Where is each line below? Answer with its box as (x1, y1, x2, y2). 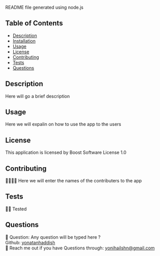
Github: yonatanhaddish (5, 239, 55, 245)
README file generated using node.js (5, 5, 84, 10)
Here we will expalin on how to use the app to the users (5, 121, 121, 127)
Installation (12, 38, 36, 44)
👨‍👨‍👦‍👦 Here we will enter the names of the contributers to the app (5, 178, 142, 184)
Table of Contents (5, 19, 63, 27)
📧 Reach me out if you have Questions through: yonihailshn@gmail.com (5, 245, 155, 251)
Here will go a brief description (5, 93, 70, 99)
